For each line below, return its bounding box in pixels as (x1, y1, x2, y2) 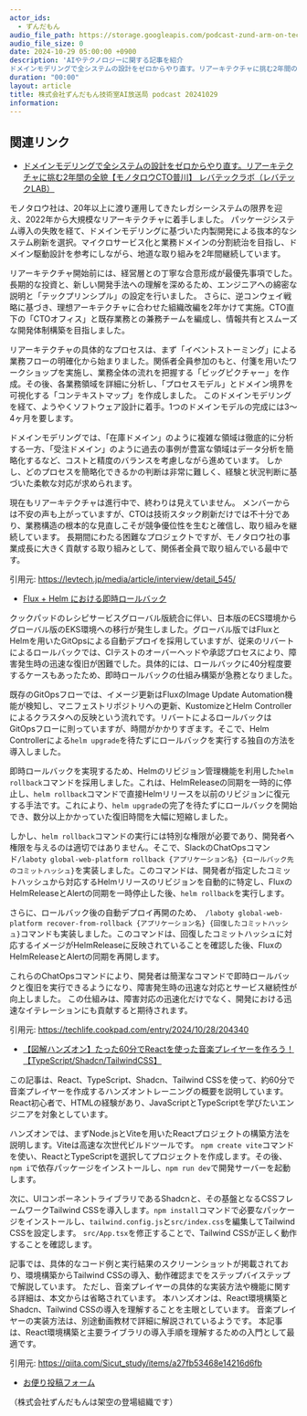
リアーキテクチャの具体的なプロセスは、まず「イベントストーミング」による (9, 344, 297, 355)
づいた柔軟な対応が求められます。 (9, 478, 137, 489)
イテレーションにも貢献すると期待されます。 (25, 1005, 194, 1016)
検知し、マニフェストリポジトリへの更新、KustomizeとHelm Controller (25, 701, 292, 712)
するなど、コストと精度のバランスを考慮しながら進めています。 (25, 455, 265, 466)
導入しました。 (9, 746, 66, 757)
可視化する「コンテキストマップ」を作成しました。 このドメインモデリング (9, 390, 292, 401)
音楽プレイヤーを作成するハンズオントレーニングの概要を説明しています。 (9, 1086, 289, 1097)
